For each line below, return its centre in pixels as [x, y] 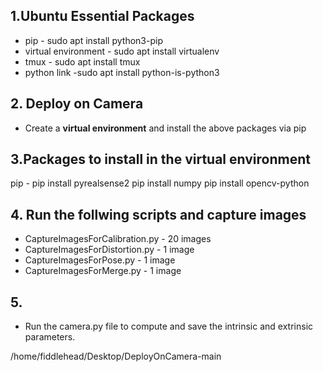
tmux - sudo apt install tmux [82, 61]
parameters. [50, 337]
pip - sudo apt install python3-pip [93, 40]
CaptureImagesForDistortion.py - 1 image [109, 250]
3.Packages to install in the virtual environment [160, 159]
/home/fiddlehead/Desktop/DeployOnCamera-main [116, 356]
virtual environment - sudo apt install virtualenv [122, 51]
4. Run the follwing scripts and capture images [158, 214]
